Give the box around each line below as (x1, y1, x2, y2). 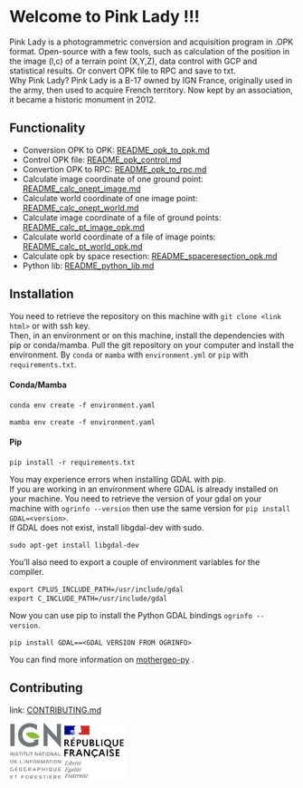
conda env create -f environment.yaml (9, 401, 156, 410)
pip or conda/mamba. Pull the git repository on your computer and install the (9, 339, 294, 350)
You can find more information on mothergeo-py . (9, 654, 194, 665)
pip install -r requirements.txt (9, 458, 136, 467)
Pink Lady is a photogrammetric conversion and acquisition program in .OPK (9, 36, 294, 47)
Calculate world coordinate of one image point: (22, 192, 198, 203)
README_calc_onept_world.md (22, 202, 139, 213)
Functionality (9, 121, 86, 136)
